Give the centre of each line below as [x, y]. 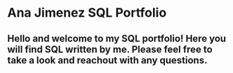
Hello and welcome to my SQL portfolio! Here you [117, 39]
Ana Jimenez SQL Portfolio [87, 13]
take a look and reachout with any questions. [107, 60]
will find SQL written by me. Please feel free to [110, 49]
